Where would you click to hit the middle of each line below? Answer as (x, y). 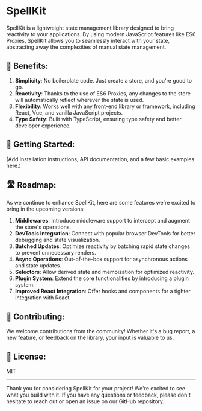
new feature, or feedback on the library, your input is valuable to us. (90, 338)
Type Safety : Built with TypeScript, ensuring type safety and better (98, 119)
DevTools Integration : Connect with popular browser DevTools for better (105, 234)
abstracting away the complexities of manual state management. (86, 47)
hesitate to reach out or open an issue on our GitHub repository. (85, 401)
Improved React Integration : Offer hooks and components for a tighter (103, 292)
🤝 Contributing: (35, 317)
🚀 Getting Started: (41, 145)
